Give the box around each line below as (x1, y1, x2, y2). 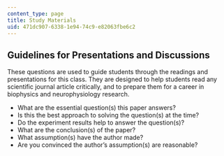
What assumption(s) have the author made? (17, 134, 144, 142)
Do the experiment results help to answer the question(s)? (17, 118, 185, 127)
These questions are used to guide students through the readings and (7, 68, 208, 76)
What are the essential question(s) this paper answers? (17, 104, 177, 112)
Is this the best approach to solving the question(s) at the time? (17, 111, 200, 120)
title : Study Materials (7, 17, 77, 24)
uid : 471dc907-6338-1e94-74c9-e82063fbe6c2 (7, 23, 136, 30)
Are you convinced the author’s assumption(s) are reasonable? (17, 141, 198, 149)
